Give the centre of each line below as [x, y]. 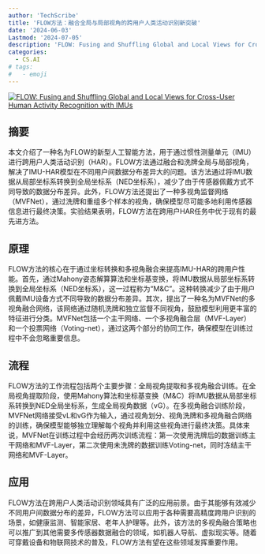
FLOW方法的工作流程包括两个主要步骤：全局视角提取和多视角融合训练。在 [129, 386]
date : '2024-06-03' [40, 30]
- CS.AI [28, 60]
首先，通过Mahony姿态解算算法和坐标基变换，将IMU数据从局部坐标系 [135, 279]
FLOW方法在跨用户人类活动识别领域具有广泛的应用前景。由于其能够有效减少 [132, 503]
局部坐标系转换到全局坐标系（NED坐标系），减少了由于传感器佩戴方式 [134, 182]
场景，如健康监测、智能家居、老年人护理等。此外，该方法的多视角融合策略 [129, 522]
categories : [28, 52]
